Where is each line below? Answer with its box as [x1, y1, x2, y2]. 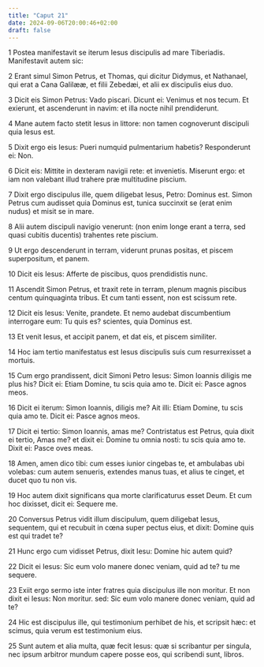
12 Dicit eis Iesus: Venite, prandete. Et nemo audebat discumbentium [8, 309, 231, 318]
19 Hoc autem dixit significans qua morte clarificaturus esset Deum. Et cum [8, 491, 252, 500]
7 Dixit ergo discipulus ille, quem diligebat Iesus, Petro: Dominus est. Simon [8, 190, 253, 200]
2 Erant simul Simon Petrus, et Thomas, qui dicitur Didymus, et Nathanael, [8, 72, 248, 81]
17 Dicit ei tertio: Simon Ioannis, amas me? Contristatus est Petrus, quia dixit [8, 427, 255, 437]
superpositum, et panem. [8, 254, 90, 264]
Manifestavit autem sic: [8, 56, 84, 66]
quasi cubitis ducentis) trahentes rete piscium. [8, 230, 159, 240]
